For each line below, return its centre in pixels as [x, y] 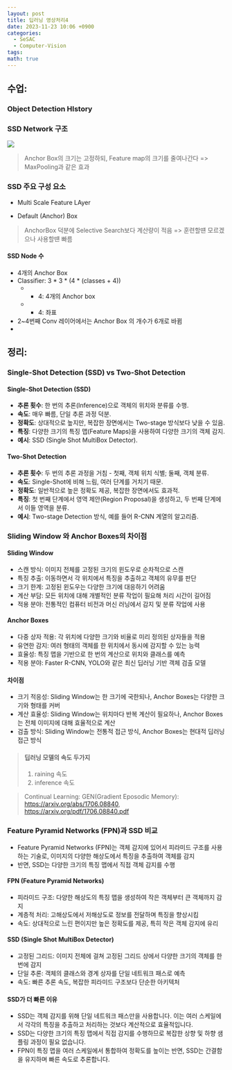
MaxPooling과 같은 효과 [57, 167]
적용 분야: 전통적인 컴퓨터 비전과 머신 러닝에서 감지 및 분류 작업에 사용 [111, 604]
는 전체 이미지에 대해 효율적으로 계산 [66, 723]
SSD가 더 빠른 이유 [32, 999]
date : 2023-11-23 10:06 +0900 [51, 26]
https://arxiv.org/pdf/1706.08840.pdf [77, 812]
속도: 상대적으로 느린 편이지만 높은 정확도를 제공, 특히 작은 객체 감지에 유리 [118, 923]
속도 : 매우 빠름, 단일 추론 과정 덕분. [64, 414]
